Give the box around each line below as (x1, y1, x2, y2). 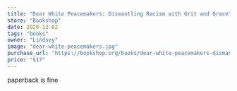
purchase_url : (7, 50, 49, 57)
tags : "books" (7, 30, 49, 37)
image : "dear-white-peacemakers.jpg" (7, 43, 119, 50)
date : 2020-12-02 (7, 23, 59, 30)
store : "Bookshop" (7, 17, 61, 24)
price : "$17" (7, 56, 46, 63)
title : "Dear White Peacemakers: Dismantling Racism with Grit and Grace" (7, 10, 232, 18)
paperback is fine (7, 75, 59, 84)
